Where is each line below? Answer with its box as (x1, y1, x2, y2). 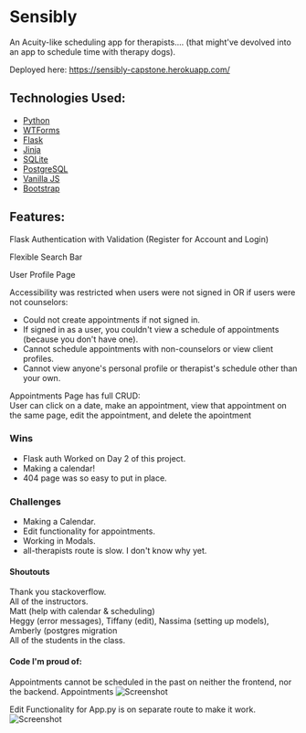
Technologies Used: (9, 90, 126, 106)
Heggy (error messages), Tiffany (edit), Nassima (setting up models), (9, 615, 269, 627)
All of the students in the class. (9, 635, 126, 646)
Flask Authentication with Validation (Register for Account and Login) (9, 233, 269, 244)
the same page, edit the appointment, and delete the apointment (9, 409, 252, 420)
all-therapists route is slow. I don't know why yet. (22, 546, 207, 557)
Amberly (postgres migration (9, 625, 118, 636)
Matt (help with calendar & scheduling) (9, 606, 155, 617)
